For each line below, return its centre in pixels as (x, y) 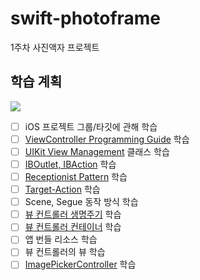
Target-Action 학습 (62, 189)
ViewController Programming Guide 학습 (107, 139)
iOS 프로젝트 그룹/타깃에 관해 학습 (91, 126)
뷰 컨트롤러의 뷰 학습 (65, 252)
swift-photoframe (86, 18)
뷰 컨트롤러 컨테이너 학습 (73, 227)
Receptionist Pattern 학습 (76, 176)
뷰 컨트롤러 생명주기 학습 (73, 214)
